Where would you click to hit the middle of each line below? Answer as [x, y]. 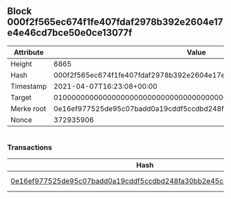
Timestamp [29, 86]
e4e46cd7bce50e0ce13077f [70, 33]
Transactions [30, 147]
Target [21, 97]
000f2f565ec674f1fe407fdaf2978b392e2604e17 [115, 22]
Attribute [29, 52]
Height [21, 63]
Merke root [29, 108]
